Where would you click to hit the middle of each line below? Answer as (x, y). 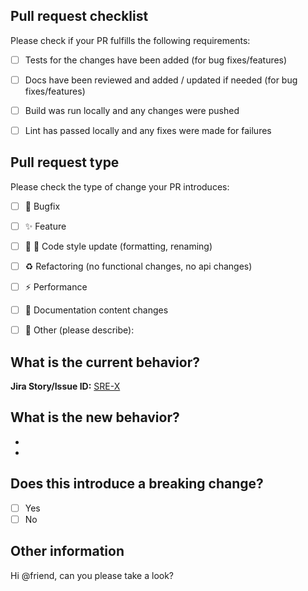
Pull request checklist (79, 16)
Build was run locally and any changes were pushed (132, 110)
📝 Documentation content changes (96, 310)
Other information (67, 551)
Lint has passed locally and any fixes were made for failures (148, 130)
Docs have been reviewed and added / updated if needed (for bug (161, 80)
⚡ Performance (56, 287)
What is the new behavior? (95, 417)
